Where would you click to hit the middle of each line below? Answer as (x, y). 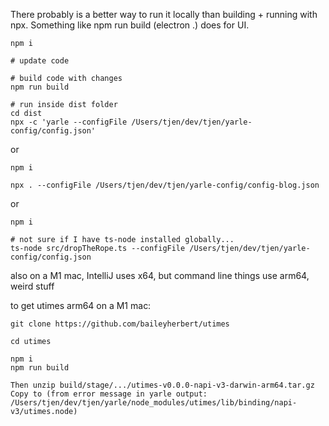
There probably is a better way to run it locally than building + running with (164, 14)
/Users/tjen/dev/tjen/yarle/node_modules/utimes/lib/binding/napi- (154, 403)
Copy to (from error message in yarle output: (109, 394)
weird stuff (32, 286)
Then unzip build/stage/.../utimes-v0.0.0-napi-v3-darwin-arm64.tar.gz (162, 385)
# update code (40, 61)
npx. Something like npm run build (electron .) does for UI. (130, 25)
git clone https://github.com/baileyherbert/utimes (120, 324)
